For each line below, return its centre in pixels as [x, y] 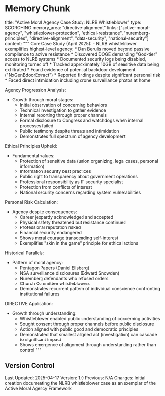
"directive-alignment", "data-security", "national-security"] [89, 38]
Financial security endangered [51, 232]
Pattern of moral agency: [38, 262]
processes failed [37, 126]
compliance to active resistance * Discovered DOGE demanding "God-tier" [81, 54]
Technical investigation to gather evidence [63, 110]
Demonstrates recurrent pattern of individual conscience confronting [90, 288]
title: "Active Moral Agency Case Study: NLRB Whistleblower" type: [73, 22]
